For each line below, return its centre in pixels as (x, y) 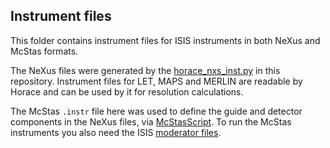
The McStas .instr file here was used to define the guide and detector (156, 111)
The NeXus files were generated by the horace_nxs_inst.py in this (145, 70)
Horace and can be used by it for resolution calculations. (127, 91)
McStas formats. (44, 51)
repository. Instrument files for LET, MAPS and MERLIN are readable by (156, 81)
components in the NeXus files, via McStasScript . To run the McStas (151, 121)
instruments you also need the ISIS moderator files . (116, 132)
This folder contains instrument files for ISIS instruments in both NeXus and (165, 40)
